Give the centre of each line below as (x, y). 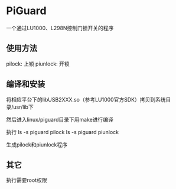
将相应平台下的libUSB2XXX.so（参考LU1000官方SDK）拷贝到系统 (86, 99)
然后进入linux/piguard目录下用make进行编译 (60, 119)
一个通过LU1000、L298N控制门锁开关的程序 (60, 28)
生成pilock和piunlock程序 (37, 144)
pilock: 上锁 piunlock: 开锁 (38, 64)
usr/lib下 (23, 107)
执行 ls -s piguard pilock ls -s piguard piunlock (63, 132)
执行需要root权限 (27, 180)
